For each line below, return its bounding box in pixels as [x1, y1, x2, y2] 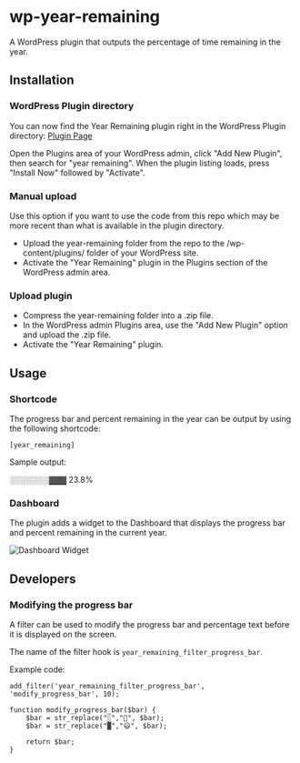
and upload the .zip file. [22, 329, 112, 340]
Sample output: [9, 457, 66, 467]
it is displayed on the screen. [9, 628, 117, 639]
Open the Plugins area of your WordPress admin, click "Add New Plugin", [9, 147, 283, 158]
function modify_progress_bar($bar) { [9, 705, 156, 715]
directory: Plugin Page [9, 130, 93, 141]
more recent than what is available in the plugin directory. [9, 220, 225, 231]
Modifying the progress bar [9, 598, 134, 611]
